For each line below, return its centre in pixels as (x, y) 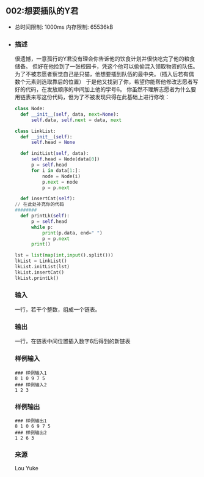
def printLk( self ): (45, 216)
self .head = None (53, 143)
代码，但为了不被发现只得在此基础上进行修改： (111, 97)
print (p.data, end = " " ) (72, 233)
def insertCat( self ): (48, 199)
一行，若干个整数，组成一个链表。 (57, 310)
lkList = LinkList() (41, 261)
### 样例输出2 (31, 433)
